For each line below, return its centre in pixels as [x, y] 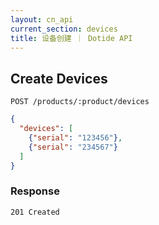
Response [35, 191]
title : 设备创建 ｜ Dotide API [71, 38]
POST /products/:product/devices [80, 102]
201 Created [35, 212]
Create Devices [59, 78]
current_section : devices [64, 29]
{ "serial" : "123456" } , [75, 137]
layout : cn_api [42, 19]
